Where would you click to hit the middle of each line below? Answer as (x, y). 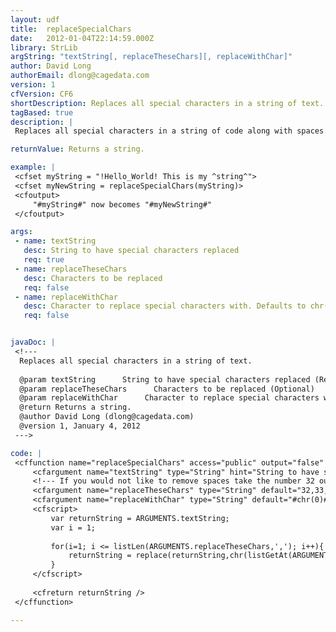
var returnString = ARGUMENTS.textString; (140, 518)
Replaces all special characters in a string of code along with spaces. (171, 131)
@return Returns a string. (75, 407)
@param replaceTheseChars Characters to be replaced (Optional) (167, 389)
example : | (33, 167)
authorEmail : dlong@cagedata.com (80, 76)
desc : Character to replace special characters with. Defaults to (165, 306)
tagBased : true (42, 112)
